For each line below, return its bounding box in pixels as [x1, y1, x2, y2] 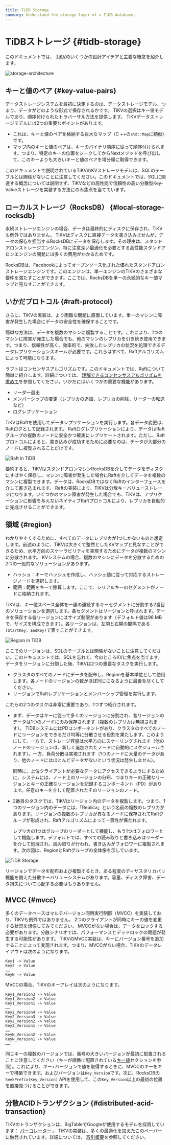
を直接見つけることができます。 [5, 1082, 72, 1089]
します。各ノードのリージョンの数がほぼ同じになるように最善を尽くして [12, 678, 164, 684]
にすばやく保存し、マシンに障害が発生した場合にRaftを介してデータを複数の [5, 472, 166, 478]
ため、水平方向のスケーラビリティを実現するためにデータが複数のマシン [14, 547, 166, 554]
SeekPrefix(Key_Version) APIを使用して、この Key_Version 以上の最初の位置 [5, 1076, 163, 1082]
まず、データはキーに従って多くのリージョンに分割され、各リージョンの [12, 712, 164, 718]
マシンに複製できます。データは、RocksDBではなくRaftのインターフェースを [5, 478, 166, 485]
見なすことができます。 [18, 281, 68, 287]
